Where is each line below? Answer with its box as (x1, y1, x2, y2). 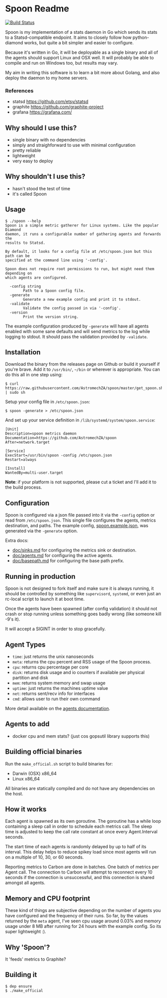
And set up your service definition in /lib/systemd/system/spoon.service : (5, 417, 156, 423)
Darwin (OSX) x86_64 (12, 770, 57, 776)
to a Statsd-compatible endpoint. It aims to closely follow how (5, 34, 132, 40)
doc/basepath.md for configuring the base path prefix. (12, 558, 124, 564)
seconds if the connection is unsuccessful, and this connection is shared (5, 875, 155, 881)
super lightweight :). (5, 929, 46, 935)
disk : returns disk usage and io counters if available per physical (12, 669, 145, 675)
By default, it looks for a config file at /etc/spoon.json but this (5, 249, 153, 254)
